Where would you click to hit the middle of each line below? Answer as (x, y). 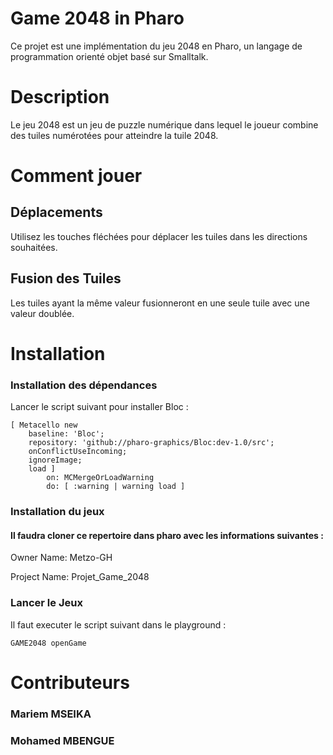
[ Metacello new (44, 425)
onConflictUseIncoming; (78, 452)
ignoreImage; (55, 460)
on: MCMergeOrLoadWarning (100, 478)
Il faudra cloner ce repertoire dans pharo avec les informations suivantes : (167, 535)
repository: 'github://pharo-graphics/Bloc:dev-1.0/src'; (151, 443)
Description (60, 97)
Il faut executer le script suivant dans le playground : (118, 624)
